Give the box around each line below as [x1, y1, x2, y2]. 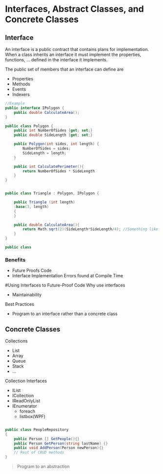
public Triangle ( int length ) [14, 200, 76, 205]
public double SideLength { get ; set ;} [14, 132, 93, 138]
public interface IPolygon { [5, 105, 64, 110]
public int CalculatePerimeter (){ [14, 164, 84, 169]
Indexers [12, 92, 30, 97]
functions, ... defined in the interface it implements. [5, 57, 108, 62]
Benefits [5, 256, 26, 263]
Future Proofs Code [12, 267, 52, 273]
